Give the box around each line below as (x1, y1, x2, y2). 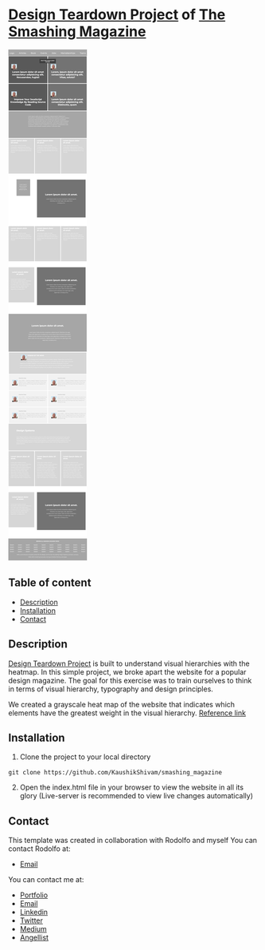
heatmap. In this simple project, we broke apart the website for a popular (8, 667, 247, 676)
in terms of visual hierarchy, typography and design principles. (8, 684, 213, 694)
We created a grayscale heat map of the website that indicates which (8, 699, 236, 709)
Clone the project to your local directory (19, 752, 151, 762)
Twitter (19, 916, 44, 925)
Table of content (8, 576, 92, 590)
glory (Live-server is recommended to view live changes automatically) (19, 791, 253, 801)
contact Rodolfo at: (8, 844, 71, 853)
